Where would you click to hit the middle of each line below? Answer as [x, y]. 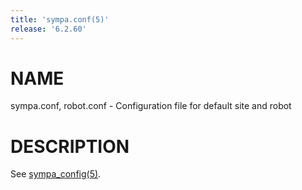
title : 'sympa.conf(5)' [60, 19]
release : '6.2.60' [48, 29]
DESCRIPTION [70, 146]
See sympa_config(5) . [56, 174]
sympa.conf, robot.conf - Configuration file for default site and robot [151, 106]
